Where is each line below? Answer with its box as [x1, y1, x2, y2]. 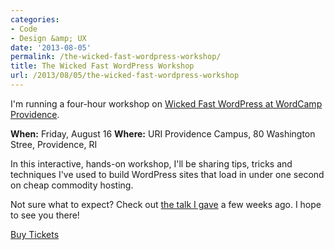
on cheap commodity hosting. [10, 179, 134, 191]
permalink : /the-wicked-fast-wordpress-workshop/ [10, 52, 222, 62]
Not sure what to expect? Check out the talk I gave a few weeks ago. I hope [10, 198, 322, 210]
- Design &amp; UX [10, 33, 87, 43]
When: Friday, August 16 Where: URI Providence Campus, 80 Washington [10, 127, 316, 140]
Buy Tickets [10, 228, 60, 240]
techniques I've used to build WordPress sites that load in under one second [10, 168, 325, 180]
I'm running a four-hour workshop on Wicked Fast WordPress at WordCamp [10, 97, 323, 110]
